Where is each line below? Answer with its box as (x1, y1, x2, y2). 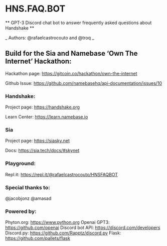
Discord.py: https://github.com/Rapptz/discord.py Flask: (5, 230, 121, 236)
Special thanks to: (5, 184, 50, 191)
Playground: (5, 160, 36, 167)
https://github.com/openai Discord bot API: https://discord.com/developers (5, 224, 160, 231)
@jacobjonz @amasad (5, 195, 52, 201)
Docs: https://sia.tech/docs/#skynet (5, 148, 80, 154)
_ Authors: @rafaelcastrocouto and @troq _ (5, 35, 94, 41)
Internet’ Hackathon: (5, 57, 72, 66)
